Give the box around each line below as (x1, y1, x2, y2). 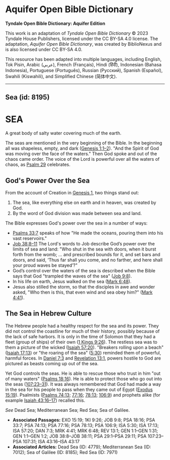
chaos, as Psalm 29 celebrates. (5, 161, 71, 168)
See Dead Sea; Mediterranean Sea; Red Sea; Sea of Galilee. (5, 407, 130, 413)
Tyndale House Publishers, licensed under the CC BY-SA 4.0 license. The (5, 36, 158, 42)
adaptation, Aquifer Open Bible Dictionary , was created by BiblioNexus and (5, 41, 162, 47)
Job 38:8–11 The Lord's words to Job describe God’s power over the (12, 241, 155, 247)
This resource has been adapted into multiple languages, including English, (5, 56, 162, 62)
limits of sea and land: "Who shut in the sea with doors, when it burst (12, 246, 156, 252)
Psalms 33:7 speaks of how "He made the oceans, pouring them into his (12, 230, 163, 236)
